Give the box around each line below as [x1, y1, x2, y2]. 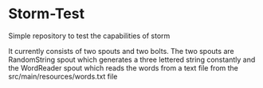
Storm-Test [8, 5, 85, 23]
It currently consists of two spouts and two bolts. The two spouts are [8, 46, 234, 55]
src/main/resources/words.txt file [8, 71, 118, 81]
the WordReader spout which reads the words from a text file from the [8, 63, 239, 72]
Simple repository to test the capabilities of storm [8, 31, 171, 40]
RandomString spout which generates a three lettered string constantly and [8, 55, 256, 64]
